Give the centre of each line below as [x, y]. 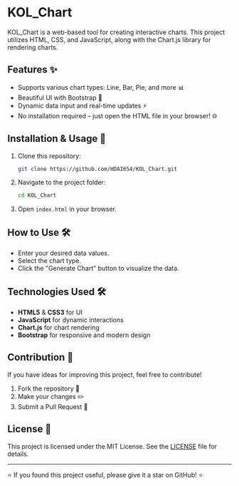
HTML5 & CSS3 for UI [50, 312]
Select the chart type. [49, 261]
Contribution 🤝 [40, 357]
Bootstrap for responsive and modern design [84, 335]
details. [18, 454]
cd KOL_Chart [37, 196]
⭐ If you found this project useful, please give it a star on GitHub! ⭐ [105, 475]
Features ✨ [32, 69]
